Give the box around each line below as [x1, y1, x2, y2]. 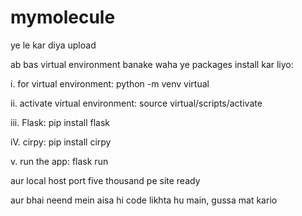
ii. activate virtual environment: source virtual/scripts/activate [10, 97, 263, 109]
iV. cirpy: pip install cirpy [10, 136, 112, 148]
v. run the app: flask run [10, 155, 109, 167]
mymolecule [10, 6, 116, 29]
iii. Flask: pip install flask [10, 116, 110, 128]
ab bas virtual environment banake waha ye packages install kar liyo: [10, 58, 294, 70]
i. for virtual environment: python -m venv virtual [10, 77, 210, 90]
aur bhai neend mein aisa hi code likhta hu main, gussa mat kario [10, 194, 278, 206]
